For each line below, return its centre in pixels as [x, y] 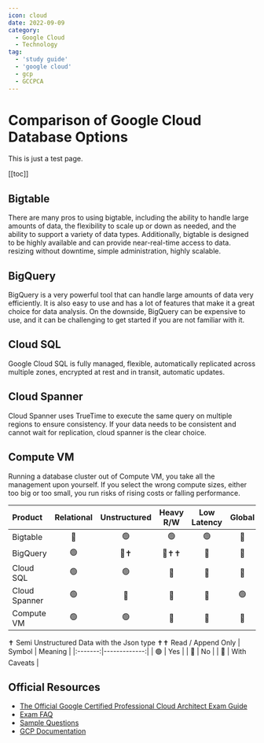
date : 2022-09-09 [37, 23]
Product [27, 517]
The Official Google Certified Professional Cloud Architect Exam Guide [133, 706]
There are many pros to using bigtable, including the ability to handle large [128, 218]
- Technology [37, 45]
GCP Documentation [53, 731]
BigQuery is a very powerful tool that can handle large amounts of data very [131, 295]
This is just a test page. [46, 159]
